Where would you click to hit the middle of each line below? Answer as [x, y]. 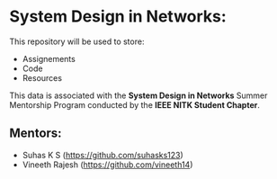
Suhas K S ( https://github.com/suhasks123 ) [103, 155]
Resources [42, 77]
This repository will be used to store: [77, 41]
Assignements [49, 58]
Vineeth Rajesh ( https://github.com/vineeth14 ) [107, 165]
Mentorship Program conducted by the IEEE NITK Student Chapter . [135, 104]
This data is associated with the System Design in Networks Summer [138, 95]
